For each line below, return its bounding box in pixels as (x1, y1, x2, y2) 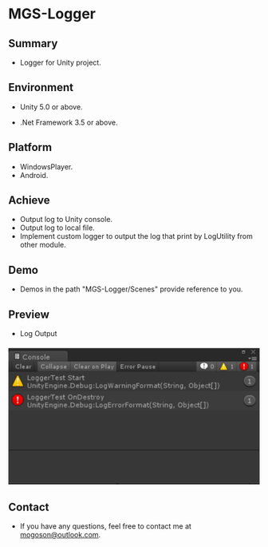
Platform (8, 141, 53, 154)
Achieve (8, 193, 50, 208)
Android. (19, 170, 49, 180)
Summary (8, 37, 58, 50)
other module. (19, 240, 66, 250)
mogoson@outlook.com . (19, 529, 101, 539)
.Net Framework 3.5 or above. (19, 117, 118, 127)
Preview (8, 307, 50, 321)
